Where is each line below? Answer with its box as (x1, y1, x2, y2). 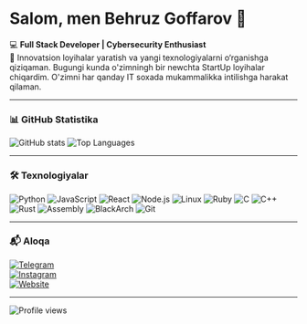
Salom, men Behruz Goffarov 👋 (9, 8, 247, 29)
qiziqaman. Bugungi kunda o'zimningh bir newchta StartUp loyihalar (9, 61, 265, 72)
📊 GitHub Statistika (9, 113, 99, 126)
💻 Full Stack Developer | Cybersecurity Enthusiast (9, 38, 206, 49)
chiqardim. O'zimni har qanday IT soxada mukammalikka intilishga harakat (9, 71, 289, 82)
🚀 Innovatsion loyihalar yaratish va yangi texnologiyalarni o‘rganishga (9, 52, 270, 63)
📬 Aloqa (9, 235, 50, 247)
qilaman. (9, 81, 42, 92)
